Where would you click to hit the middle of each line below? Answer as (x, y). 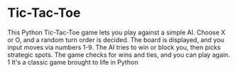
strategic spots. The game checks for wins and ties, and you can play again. (119, 55)
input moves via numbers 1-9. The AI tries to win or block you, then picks (114, 47)
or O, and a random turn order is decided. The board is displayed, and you (116, 39)
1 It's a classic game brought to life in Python (73, 62)
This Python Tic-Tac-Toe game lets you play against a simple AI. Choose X (117, 32)
